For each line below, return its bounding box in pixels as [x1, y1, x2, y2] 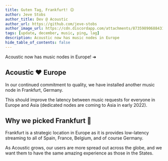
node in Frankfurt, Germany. [5, 87, 63, 93]
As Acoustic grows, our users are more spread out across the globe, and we [5, 145, 162, 151]
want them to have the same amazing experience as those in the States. [5, 150, 153, 156]
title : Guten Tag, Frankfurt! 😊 [5, 7, 74, 13]
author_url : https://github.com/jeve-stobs [5, 21, 97, 27]
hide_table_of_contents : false [5, 40, 70, 45]
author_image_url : [5, 26, 43, 31]
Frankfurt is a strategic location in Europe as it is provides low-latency [5, 130, 149, 136]
